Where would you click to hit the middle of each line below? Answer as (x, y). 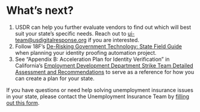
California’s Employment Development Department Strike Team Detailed (104, 65)
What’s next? (40, 11)
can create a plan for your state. (55, 78)
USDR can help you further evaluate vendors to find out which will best (103, 27)
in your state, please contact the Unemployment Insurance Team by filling (98, 96)
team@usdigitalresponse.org (51, 40)
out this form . (23, 102)
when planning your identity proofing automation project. (86, 52)
